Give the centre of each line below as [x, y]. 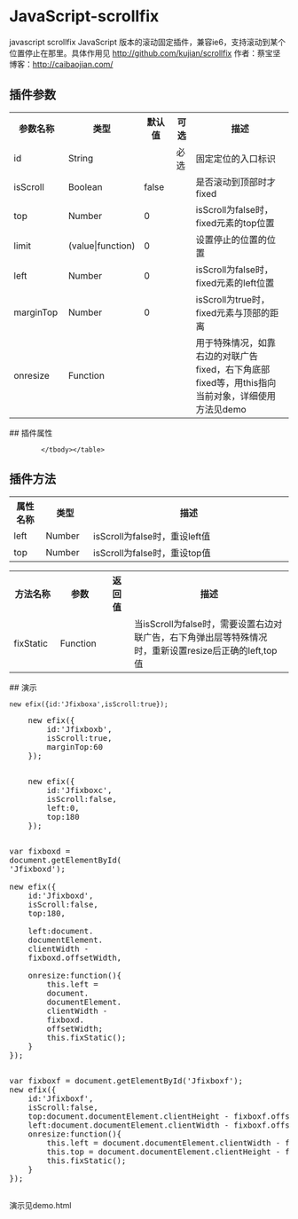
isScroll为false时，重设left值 [152, 536]
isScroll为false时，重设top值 [152, 553]
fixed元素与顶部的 [233, 312]
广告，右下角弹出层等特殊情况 [205, 637]
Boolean [85, 186]
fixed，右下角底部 [233, 369]
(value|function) [102, 246]
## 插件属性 [31, 433]
